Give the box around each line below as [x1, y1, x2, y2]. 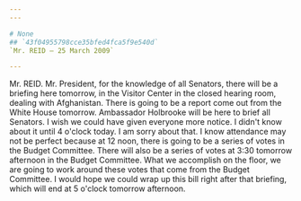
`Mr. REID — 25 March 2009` [9, 46, 115, 55]
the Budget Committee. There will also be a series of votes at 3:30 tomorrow [9, 145, 293, 156]
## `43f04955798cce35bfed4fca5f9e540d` [9, 38, 159, 47]
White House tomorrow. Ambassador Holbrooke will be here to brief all [9, 107, 271, 118]
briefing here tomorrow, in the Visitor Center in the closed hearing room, [9, 88, 277, 99]
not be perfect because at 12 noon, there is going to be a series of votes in [9, 135, 286, 146]
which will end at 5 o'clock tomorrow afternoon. [9, 183, 186, 194]
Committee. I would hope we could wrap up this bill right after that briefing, [9, 174, 288, 185]
